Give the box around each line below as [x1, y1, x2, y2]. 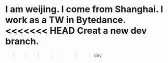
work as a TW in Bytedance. [5, 14, 126, 26]
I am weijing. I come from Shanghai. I [5, 4, 163, 15]
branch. [5, 36, 39, 47]
